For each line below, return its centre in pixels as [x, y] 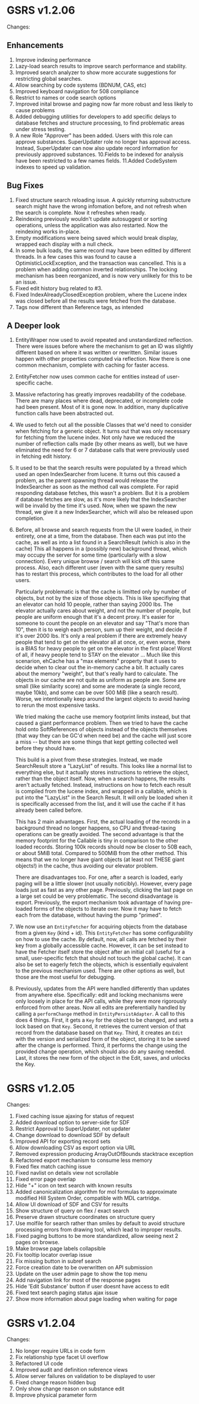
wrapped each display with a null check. [65, 244]
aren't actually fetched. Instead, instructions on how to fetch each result [103, 785]
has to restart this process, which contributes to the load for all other [99, 574]
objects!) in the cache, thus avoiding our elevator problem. [86, 866]
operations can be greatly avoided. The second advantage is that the [99, 834]
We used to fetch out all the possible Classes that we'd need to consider [103, 425]
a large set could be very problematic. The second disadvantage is [97, 896]
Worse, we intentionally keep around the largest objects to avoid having [102, 699]
